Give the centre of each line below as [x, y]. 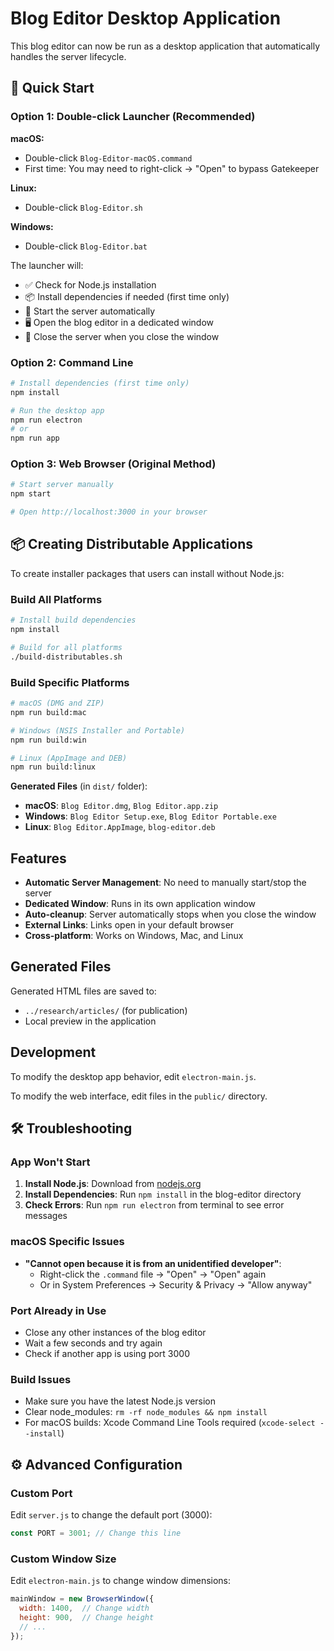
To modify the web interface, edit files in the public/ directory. [139, 1096]
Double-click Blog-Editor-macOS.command [108, 158]
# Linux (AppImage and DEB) [69, 758]
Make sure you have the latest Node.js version [120, 1401]
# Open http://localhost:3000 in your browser [109, 512]
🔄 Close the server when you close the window [122, 336]
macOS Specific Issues [67, 1242]
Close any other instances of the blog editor [115, 1332]
